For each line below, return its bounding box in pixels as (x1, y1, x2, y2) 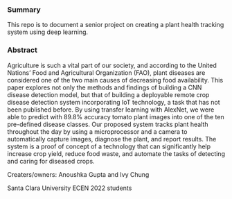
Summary (7, 5, 42, 15)
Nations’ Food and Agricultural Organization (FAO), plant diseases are (7, 68, 206, 77)
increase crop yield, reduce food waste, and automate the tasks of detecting (7, 149, 225, 157)
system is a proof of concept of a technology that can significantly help (7, 142, 211, 150)
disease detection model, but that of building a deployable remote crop (7, 90, 210, 98)
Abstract (7, 45, 38, 55)
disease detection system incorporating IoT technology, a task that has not (7, 98, 220, 106)
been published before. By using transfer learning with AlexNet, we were (7, 105, 215, 114)
